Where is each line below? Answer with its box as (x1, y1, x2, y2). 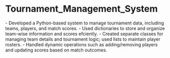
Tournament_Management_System (5, 3, 158, 15)
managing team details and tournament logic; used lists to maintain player (5, 36, 161, 42)
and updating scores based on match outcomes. (5, 47, 107, 53)
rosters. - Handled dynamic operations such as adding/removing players (5, 41, 158, 47)
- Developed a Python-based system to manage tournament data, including (5, 20, 164, 26)
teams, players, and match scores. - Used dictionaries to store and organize (5, 25, 165, 31)
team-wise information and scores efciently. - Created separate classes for (5, 31, 163, 37)
